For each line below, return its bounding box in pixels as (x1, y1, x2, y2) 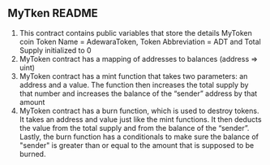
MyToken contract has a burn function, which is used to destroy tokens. (19, 106, 259, 115)
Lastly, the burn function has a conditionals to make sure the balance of (19, 132, 259, 141)
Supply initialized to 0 (19, 45, 92, 55)
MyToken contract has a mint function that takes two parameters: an (19, 71, 248, 80)
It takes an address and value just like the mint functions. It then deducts (19, 114, 262, 124)
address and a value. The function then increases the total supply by (19, 80, 249, 89)
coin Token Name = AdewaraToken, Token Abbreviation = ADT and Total (19, 37, 261, 46)
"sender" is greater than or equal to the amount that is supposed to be (19, 140, 255, 150)
